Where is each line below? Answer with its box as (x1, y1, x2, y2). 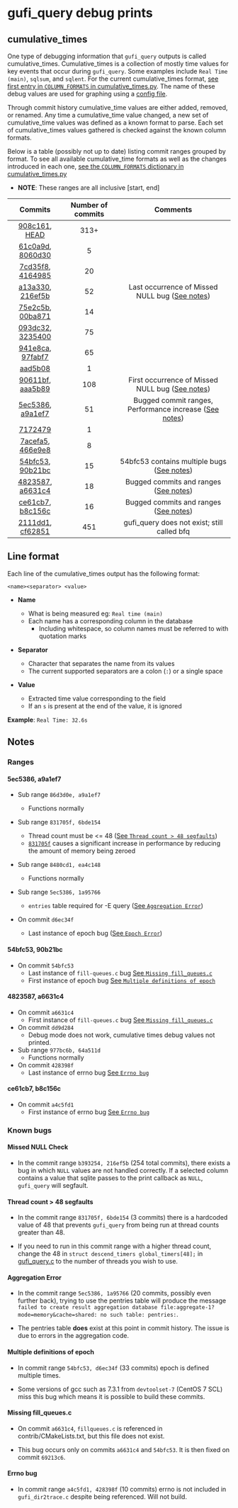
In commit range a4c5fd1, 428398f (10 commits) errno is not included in (17, 1485, 227, 1494)
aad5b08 (19, 363, 51, 373)
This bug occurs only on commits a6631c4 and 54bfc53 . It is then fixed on (17, 1445, 230, 1453)
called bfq (157, 526, 190, 536)
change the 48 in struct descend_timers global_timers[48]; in (17, 1249, 203, 1258)
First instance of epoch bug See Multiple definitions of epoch (28, 976, 216, 985)
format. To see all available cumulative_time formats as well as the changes (7, 154, 227, 163)
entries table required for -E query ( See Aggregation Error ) (28, 902, 204, 910)
